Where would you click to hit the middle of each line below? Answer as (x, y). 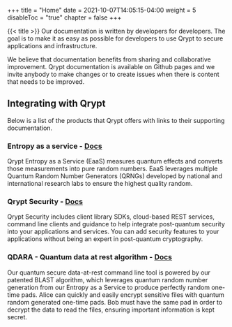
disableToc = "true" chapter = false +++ (64, 17)
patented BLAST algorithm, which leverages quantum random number (108, 279)
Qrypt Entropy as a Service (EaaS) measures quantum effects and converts (115, 161)
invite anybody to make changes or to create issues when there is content (113, 74)
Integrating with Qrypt (56, 104)
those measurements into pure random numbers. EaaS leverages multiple (113, 169)
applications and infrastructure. (52, 46)
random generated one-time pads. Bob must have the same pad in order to (115, 302)
